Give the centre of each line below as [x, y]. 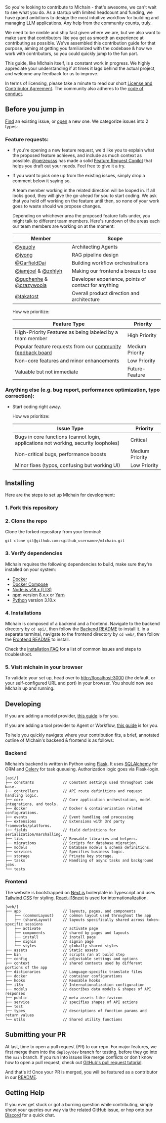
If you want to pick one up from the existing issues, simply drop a [79, 176]
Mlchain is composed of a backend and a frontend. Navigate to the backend [83, 624]
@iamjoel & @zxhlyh [39, 271]
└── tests [15, 869]
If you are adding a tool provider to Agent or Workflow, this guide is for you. [82, 725]
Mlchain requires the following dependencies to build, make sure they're [79, 564]
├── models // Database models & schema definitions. [78, 848]
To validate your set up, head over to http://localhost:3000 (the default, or [80, 678]
